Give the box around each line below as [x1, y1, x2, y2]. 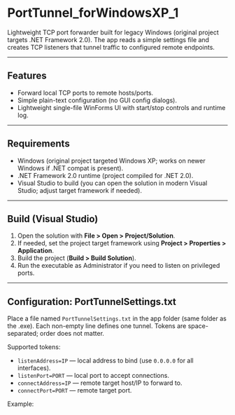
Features [7, 70, 47, 82]
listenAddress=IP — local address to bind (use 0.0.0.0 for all [17, 356, 194, 365]
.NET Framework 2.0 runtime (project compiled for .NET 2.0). [17, 171, 194, 179]
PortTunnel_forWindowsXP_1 [7, 5, 179, 21]
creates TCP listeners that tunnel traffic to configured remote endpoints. [7, 43, 215, 51]
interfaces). [17, 364, 51, 372]
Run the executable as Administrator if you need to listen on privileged [17, 261, 220, 270]
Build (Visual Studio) [7, 212, 99, 225]
